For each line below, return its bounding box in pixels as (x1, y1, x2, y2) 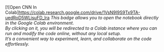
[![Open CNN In (5, 4, 37, 10)
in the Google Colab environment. (5, 20, 75, 26)
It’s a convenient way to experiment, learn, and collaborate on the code (5, 36, 152, 42)
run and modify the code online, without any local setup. (5, 31, 121, 36)
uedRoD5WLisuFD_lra (5, 15, 50, 20)
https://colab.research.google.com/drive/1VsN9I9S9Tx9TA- (18, 9, 141, 15)
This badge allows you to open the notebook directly (50, 15, 159, 20)
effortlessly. (5, 41, 29, 47)
